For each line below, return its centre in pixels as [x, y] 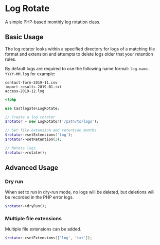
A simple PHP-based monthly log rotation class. [53, 22]
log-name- [140, 69]
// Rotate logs [20, 148]
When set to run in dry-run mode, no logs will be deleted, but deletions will [80, 192]
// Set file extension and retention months [51, 131]
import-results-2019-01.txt [34, 87]
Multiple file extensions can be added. [43, 229]
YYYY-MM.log [17, 74]
